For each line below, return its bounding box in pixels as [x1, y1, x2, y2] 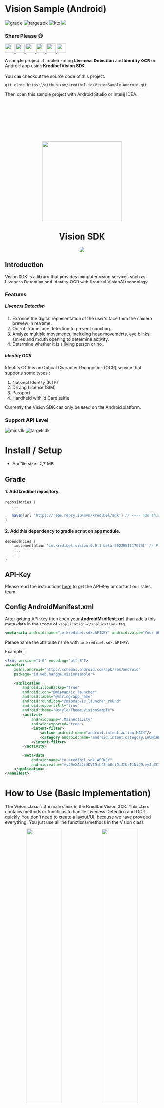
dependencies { [5, 539, 36, 544]
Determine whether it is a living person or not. [12, 342, 104, 347]
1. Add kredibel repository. [5, 489, 60, 495]
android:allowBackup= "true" [22, 685, 80, 690]
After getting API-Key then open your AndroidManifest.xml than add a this [5, 616, 156, 622]
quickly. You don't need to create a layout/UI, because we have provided [5, 814, 151, 820]
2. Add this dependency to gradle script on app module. [5, 528, 121, 534]
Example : [5, 649, 25, 655]
